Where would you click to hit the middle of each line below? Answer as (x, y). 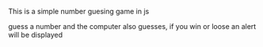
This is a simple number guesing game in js (79, 11)
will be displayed (36, 35)
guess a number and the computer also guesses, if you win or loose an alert (132, 26)
